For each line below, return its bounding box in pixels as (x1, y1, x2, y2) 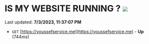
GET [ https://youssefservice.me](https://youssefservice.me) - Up (11, 28, 144, 34)
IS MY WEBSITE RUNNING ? (4, 3, 121, 14)
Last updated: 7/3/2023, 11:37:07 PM (4, 19, 81, 25)
